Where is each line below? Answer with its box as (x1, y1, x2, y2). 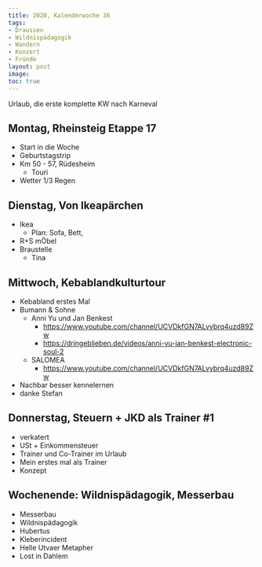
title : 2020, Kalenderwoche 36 (8, 11, 111, 20)
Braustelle (19, 245, 53, 254)
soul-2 (42, 347, 64, 356)
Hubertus (19, 526, 50, 536)
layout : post (8, 63, 51, 71)
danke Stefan (19, 388, 63, 398)
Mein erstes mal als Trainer (19, 457, 107, 466)
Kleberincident (19, 534, 67, 543)
